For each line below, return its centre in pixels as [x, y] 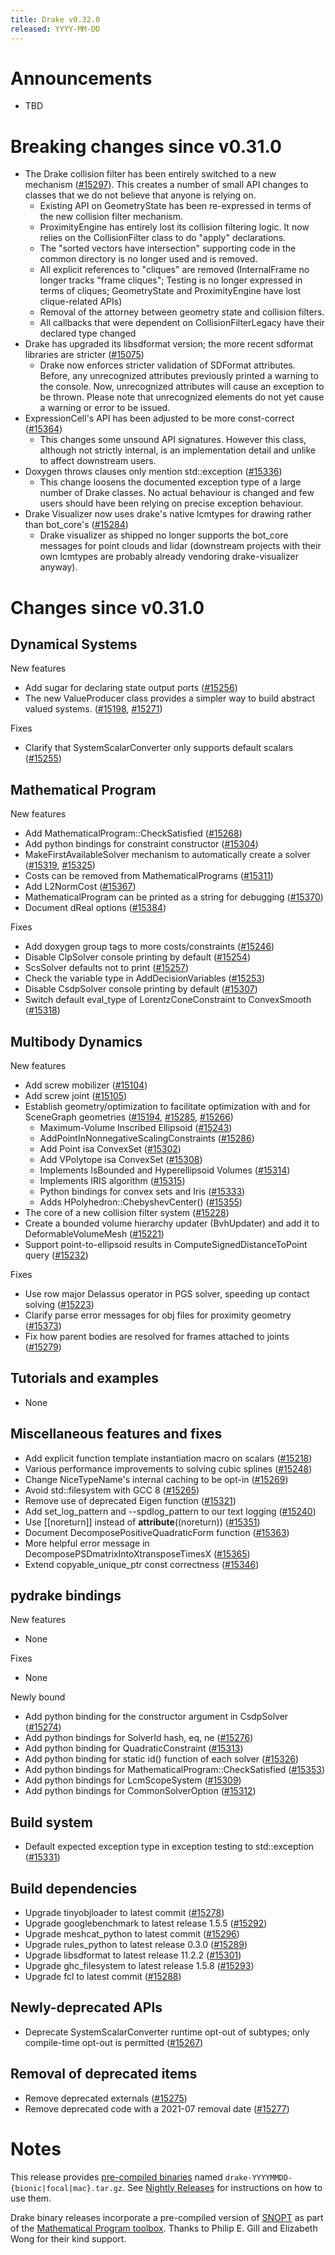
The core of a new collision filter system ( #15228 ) [127, 1212]
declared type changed [88, 333]
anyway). [58, 567]
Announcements [81, 78]
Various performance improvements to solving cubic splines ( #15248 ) [168, 1468]
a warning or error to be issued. [105, 408]
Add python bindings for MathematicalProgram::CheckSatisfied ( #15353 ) [175, 1770]
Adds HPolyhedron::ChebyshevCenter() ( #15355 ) [141, 1202]
